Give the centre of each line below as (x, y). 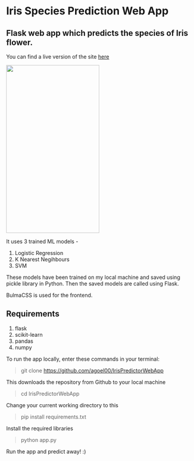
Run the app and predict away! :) (46, 451)
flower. (19, 42)
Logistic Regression (39, 253)
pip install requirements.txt (53, 417)
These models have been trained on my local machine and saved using (93, 277)
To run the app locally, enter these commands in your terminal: (83, 359)
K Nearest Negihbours (42, 259)
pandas (24, 341)
